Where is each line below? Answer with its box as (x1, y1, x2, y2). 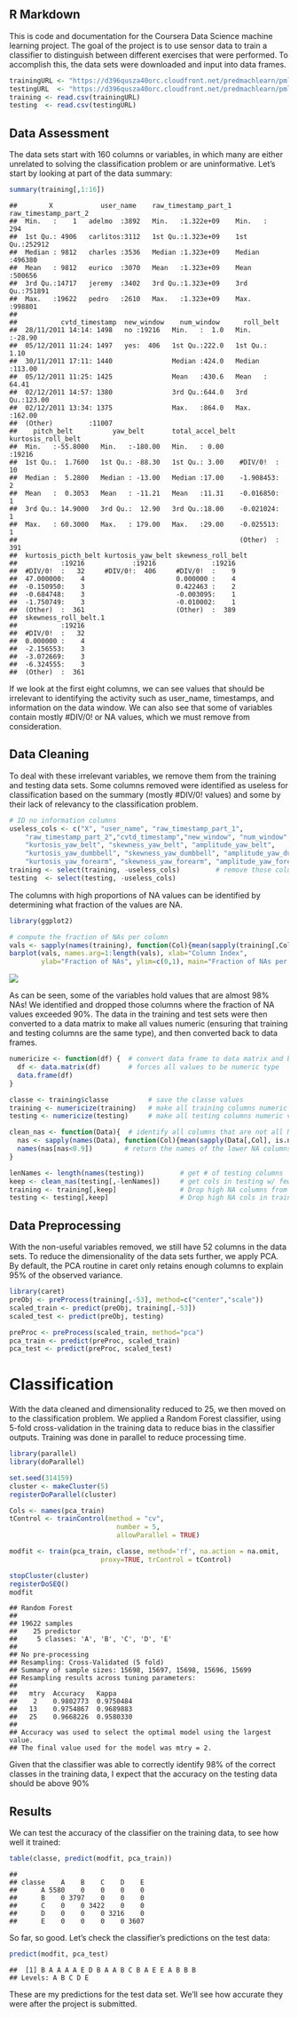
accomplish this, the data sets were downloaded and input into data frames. (9, 59, 286, 69)
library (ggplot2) (9, 916, 74, 925)
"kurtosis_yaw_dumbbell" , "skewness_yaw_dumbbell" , (25, 849, 220, 858)
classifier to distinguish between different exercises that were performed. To (9, 49, 288, 60)
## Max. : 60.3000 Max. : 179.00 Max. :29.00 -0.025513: (9, 520, 279, 529)
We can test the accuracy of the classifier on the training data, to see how (9, 1828, 279, 1839)
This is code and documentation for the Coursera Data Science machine (9, 30, 273, 41)
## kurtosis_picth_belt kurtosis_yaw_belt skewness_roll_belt (9, 551, 248, 560)
